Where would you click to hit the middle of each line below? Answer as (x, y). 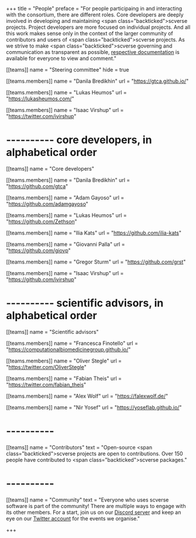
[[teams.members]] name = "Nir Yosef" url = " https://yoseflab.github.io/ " (94, 407)
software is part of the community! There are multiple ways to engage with (96, 506)
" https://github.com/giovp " (39, 250)
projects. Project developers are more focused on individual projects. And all (98, 27)
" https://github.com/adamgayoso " (47, 204)
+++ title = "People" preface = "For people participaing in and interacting (94, 9)
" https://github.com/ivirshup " (42, 279)
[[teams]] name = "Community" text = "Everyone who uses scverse (87, 500)
